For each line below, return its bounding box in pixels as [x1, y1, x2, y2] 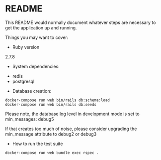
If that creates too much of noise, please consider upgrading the [5, 126, 137, 132]
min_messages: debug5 [5, 116, 54, 122]
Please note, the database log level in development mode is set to [5, 111, 140, 117]
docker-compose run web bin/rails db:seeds [5, 102, 97, 107]
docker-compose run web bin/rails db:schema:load [5, 98, 110, 103]
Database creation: [12, 88, 52, 94]
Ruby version [12, 44, 40, 50]
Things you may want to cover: [5, 34, 69, 40]
